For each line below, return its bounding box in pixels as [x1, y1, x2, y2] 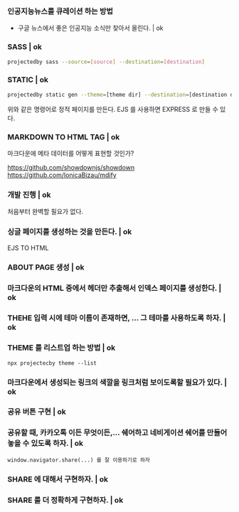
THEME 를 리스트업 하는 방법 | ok [7, 343, 116, 353]
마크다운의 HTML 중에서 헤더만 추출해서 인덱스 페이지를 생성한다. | [7, 283, 222, 293]
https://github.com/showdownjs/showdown [7, 163, 135, 171]
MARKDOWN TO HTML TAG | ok [7, 132, 120, 142]
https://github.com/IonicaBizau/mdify [7, 171, 117, 179]
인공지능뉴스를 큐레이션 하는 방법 [7, 6, 114, 16]
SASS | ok [7, 42, 43, 52]
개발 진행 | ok [7, 190, 51, 200]
